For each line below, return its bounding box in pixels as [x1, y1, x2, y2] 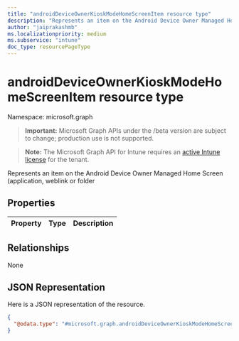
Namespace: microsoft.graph [7, 112, 93, 121]
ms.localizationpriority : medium [7, 30, 107, 38]
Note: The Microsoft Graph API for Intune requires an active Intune [24, 147, 221, 156]
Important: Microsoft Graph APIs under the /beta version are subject [24, 126, 226, 135]
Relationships [7, 242, 70, 254]
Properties [7, 197, 55, 210]
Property [11, 218, 42, 228]
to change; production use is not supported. [24, 134, 154, 142]
